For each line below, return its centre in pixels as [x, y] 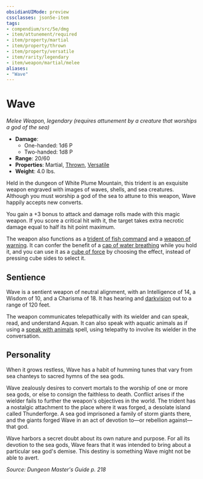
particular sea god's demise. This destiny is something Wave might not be [98, 451]
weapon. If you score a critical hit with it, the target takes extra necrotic [95, 221]
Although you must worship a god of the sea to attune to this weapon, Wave [101, 196]
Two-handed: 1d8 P [48, 152]
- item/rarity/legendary [38, 57]
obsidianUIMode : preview [38, 12]
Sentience [26, 277]
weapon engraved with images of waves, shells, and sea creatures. [90, 189]
